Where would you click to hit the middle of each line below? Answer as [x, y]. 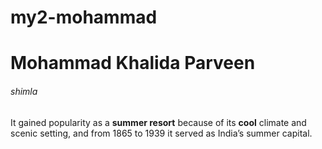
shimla [24, 91]
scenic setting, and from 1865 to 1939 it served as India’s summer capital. [161, 133]
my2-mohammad [84, 17]
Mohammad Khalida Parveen [133, 63]
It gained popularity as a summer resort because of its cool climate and [158, 122]
